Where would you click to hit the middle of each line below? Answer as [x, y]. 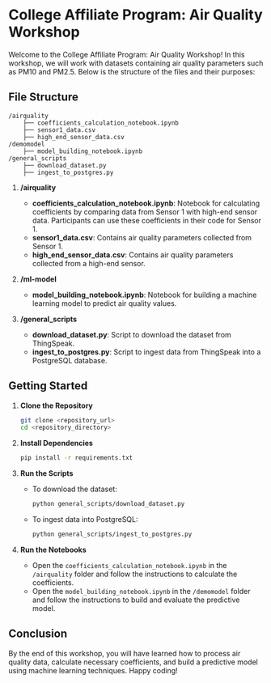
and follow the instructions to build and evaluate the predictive [136, 600]
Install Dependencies [56, 443]
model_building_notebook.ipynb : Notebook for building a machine [144, 295]
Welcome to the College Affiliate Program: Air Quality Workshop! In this [127, 54]
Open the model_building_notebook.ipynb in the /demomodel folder [141, 591]
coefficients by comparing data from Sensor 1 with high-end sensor [145, 211]
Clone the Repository [56, 405]
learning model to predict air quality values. [104, 303]
